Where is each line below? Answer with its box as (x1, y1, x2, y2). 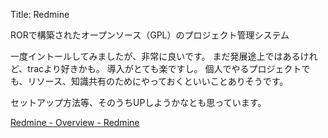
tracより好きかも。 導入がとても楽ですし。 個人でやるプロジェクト (27, 63, 302, 74)
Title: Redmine (10, 9, 70, 20)
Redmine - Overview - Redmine (10, 117, 140, 128)
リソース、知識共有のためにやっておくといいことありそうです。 (27, 75, 289, 87)
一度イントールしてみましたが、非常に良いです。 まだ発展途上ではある (10, 50, 301, 62)
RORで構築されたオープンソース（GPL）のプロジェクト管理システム (10, 29, 290, 41)
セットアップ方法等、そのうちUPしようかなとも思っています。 (10, 97, 267, 108)
